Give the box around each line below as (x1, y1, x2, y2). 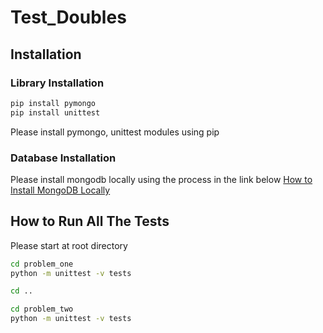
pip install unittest (10, 107, 101, 118)
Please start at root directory (10, 239, 128, 251)
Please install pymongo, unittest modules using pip (10, 126, 220, 138)
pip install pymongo (10, 98, 97, 108)
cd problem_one (10, 259, 74, 269)
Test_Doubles (10, 6, 127, 29)
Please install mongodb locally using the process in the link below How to (10, 173, 313, 185)
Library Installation (10, 76, 105, 90)
